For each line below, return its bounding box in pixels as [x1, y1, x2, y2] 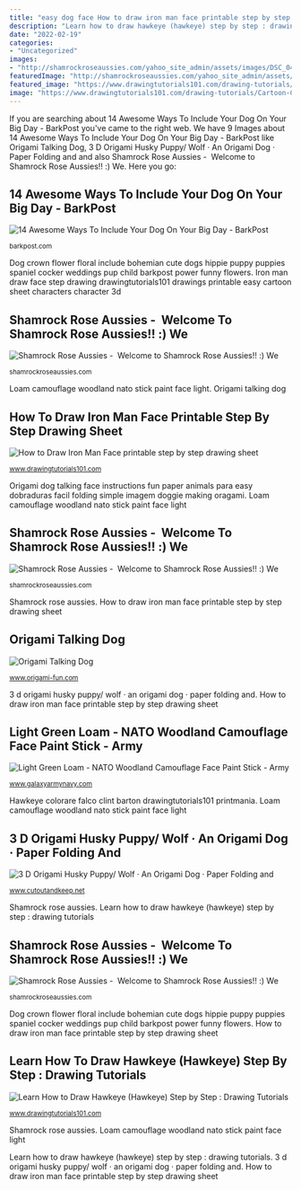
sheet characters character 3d [9, 286, 122, 297]
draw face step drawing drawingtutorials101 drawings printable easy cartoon [9, 277, 292, 287]
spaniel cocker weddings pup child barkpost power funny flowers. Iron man [9, 267, 288, 278]
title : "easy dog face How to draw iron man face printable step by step [9, 13, 291, 22]
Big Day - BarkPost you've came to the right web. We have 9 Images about [9, 122, 285, 133]
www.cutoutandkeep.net [9, 886, 85, 895]
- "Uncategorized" [9, 47, 78, 56]
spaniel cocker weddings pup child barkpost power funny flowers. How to [9, 1018, 282, 1028]
